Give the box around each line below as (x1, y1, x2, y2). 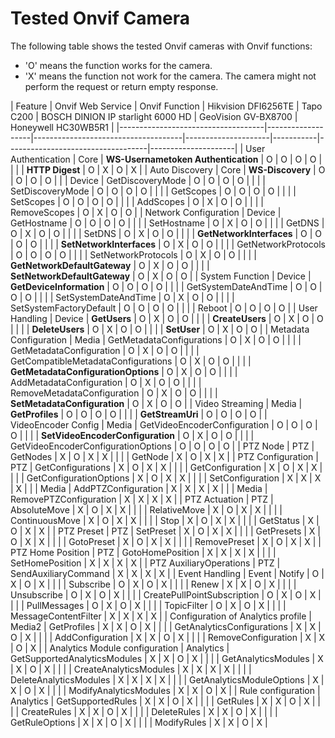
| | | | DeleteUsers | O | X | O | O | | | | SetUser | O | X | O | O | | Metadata (10, 323, 310, 335)
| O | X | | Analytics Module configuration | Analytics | (10, 642, 230, 654)
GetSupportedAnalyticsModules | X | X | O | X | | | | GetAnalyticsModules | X (10, 652, 324, 664)
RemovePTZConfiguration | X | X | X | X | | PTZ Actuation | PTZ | (10, 493, 274, 505)
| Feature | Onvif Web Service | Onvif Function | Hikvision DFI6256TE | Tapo (10, 100, 323, 112)
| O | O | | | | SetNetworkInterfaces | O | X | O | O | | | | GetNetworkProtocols (10, 238, 326, 250)
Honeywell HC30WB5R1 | (10, 121, 115, 133)
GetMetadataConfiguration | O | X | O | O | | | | (10, 344, 200, 356)
